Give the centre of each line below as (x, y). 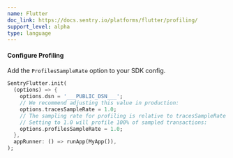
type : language (29, 33)
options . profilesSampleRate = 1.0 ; (72, 129)
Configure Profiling (36, 55)
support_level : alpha (39, 26)
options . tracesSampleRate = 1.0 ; (68, 109)
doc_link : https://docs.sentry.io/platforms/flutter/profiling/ (103, 20)
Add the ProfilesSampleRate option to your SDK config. (87, 71)
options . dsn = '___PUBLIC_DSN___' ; (72, 97)
